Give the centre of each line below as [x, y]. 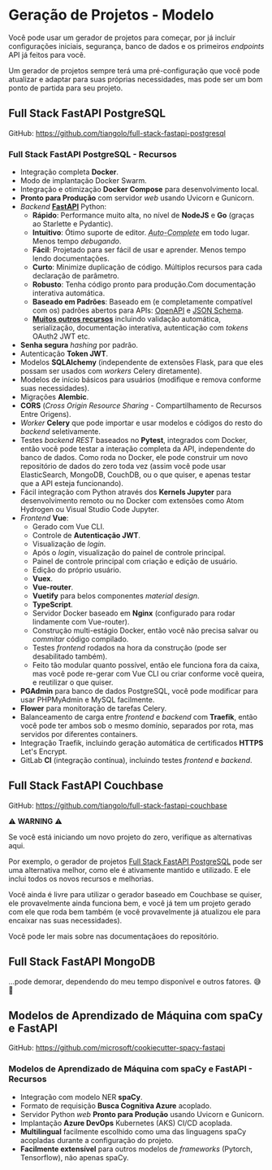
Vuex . [42, 579]
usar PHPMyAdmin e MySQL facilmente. [87, 700]
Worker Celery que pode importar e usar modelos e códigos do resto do [141, 423]
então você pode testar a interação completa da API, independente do [138, 449]
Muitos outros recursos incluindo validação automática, [127, 319]
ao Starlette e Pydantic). [73, 224]
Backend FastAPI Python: [63, 207]
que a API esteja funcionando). [72, 484]
